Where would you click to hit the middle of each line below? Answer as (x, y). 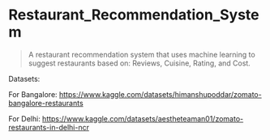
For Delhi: (24, 118)
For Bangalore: (33, 94)
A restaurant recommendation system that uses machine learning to (141, 54)
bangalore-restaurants (46, 103)
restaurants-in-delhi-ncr (49, 127)
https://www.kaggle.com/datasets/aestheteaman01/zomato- (143, 118)
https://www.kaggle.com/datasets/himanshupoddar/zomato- (161, 94)
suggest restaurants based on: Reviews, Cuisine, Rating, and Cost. (139, 63)
